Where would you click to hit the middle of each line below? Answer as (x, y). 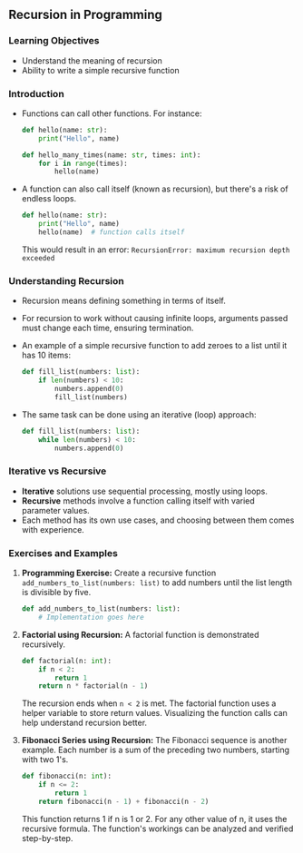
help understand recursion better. (84, 723)
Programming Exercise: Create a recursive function (119, 573)
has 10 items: (46, 355)
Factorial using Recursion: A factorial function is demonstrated (140, 634)
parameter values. (55, 510)
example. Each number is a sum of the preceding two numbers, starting (156, 750)
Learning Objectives (54, 41)
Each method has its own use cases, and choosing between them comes (158, 520)
